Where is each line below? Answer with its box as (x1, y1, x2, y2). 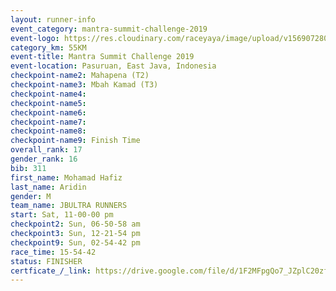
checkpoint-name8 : (10, 126, 87, 136)
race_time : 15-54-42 (10, 247, 97, 257)
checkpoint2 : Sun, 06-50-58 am (10, 219, 141, 230)
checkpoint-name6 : (10, 107, 87, 118)
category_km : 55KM (10, 42, 87, 53)
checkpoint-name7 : (10, 117, 87, 127)
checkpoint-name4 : (10, 89, 87, 99)
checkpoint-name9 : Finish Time (10, 136, 141, 146)
